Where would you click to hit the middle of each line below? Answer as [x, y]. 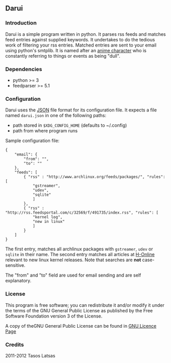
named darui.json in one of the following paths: [56, 116]
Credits [15, 345]
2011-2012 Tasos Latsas [30, 355]
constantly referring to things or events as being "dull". [63, 56]
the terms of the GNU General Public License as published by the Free [79, 310]
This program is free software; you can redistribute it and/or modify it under [85, 305]
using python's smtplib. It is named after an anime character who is [76, 50]
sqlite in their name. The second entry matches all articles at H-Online [80, 255]
